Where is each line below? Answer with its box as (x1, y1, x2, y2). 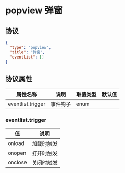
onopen (8, 150, 27, 157)
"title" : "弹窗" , (10, 49, 45, 55)
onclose (8, 159, 27, 166)
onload (8, 140, 24, 147)
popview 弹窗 (5, 5, 63, 16)
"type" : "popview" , (10, 45, 52, 50)
